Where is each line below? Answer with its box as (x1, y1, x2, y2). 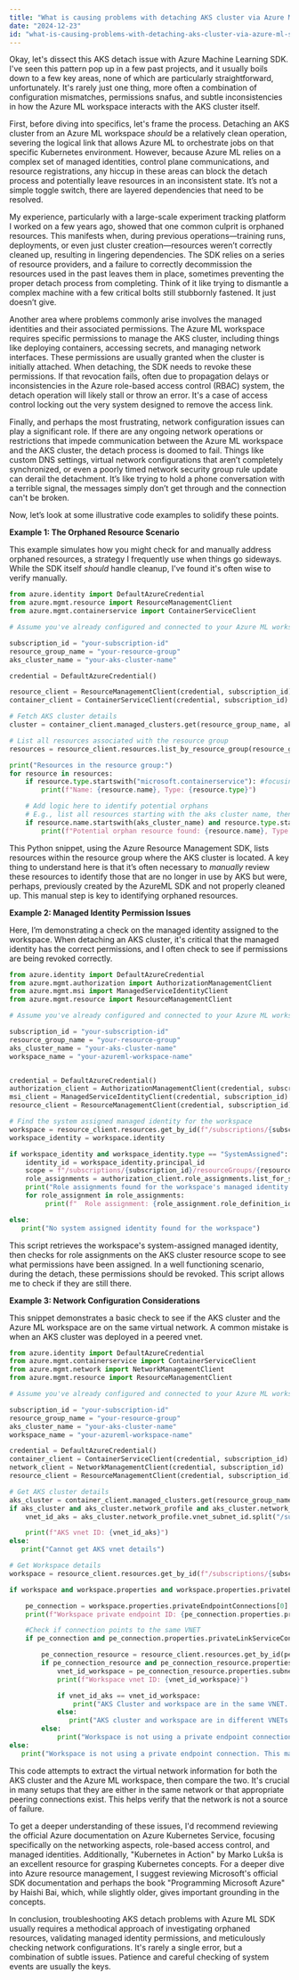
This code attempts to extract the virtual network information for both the (9, 1765, 278, 1776)
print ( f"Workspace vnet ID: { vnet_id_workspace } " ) (56, 1675, 249, 1684)
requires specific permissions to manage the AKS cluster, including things (9, 333, 280, 344)
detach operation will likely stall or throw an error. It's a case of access (9, 390, 269, 401)
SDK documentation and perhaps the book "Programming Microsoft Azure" (9, 1877, 286, 1888)
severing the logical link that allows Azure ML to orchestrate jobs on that (9, 137, 274, 148)
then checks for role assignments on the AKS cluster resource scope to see (9, 1249, 287, 1260)
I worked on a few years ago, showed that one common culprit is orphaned (9, 221, 285, 232)
